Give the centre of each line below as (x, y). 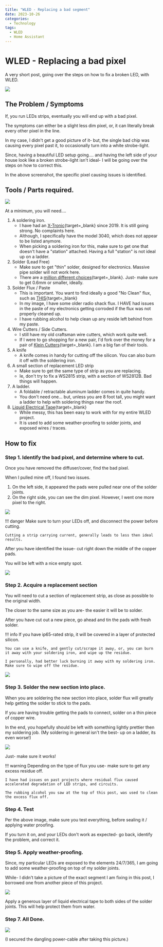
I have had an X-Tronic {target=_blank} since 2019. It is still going (84, 226)
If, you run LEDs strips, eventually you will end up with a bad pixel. (71, 116)
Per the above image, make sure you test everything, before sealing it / (76, 820)
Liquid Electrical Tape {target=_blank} (49, 407)
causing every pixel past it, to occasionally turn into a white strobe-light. (77, 145)
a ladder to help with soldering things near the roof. (71, 402)
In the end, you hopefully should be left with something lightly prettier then (80, 727)
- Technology (23, 23)
